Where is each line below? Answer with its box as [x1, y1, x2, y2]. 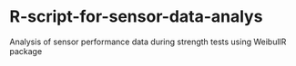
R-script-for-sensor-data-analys [9, 6, 263, 27]
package [9, 45, 43, 56]
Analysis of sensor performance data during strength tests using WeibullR [9, 36, 287, 47]
